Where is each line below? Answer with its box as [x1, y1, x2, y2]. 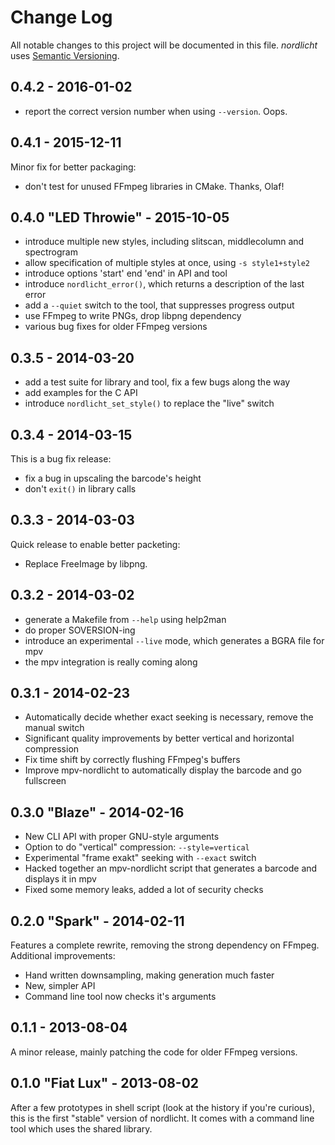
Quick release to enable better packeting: [10, 538, 181, 550]
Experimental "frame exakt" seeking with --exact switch [24, 852, 257, 864]
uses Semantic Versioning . [10, 49, 120, 61]
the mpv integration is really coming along [24, 656, 198, 668]
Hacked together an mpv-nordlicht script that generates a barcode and [24, 862, 318, 875]
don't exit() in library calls [24, 483, 137, 495]
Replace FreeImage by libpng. [24, 557, 148, 570]
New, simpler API [24, 980, 96, 992]
